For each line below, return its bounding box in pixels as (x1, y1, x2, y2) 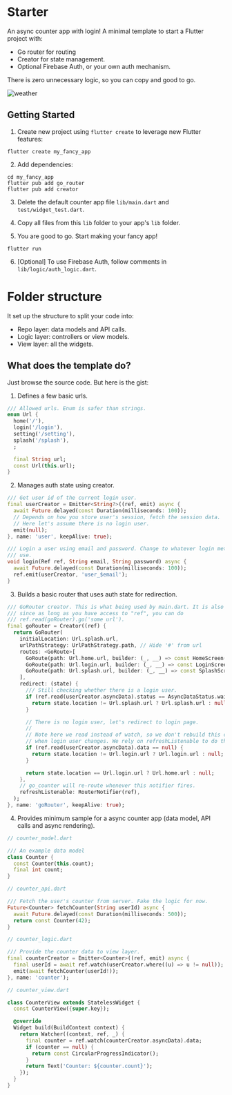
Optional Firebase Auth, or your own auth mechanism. (17, 62, 171, 70)
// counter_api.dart (7, 885, 67, 893)
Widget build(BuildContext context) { (13, 1025, 126, 1031)
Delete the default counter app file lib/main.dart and (17, 197, 169, 206)
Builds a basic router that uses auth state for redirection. (17, 590, 177, 598)
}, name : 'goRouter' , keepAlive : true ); (7, 802, 126, 808)
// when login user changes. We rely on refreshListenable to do (25, 738, 217, 745)
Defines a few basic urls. (17, 391, 88, 400)
